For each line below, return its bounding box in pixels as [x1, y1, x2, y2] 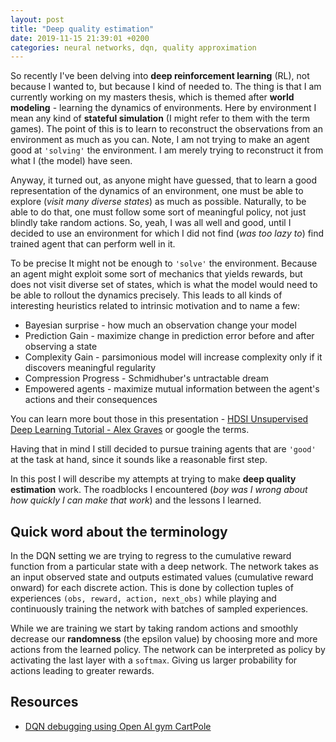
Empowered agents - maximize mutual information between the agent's [24, 383, 320, 395]
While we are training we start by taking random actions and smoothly [10, 622, 299, 635]
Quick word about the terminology [10, 523, 228, 540]
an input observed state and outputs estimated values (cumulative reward [10, 571, 314, 583]
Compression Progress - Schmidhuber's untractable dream [24, 372, 269, 385]
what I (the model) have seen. [10, 155, 133, 167]
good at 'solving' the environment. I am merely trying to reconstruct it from [10, 144, 324, 156]
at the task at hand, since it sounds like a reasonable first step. [10, 454, 268, 466]
